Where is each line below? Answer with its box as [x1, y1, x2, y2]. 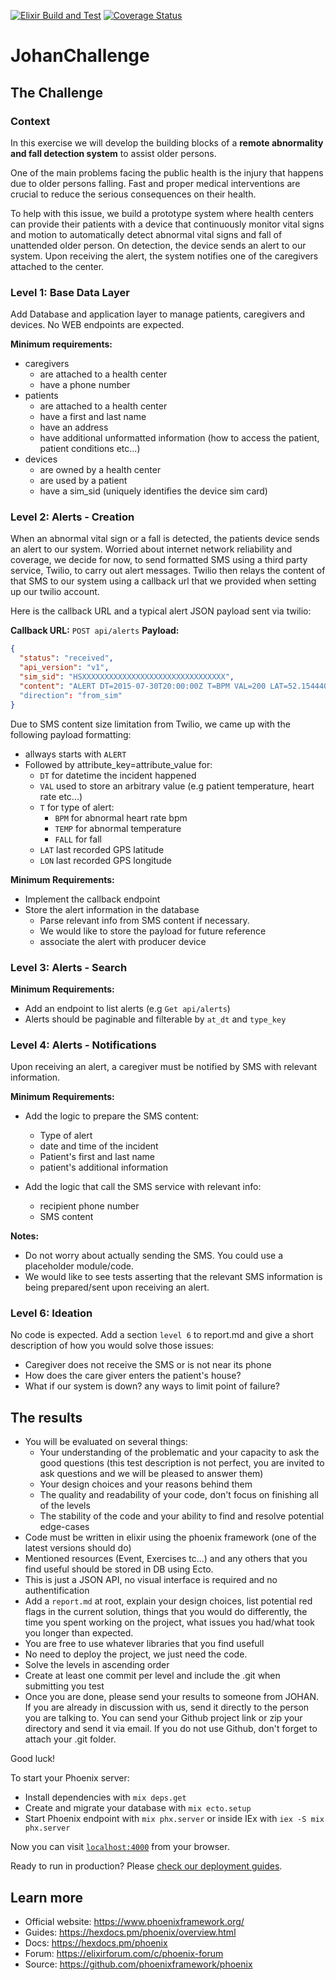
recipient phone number [39, 1200, 140, 1212]
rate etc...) [39, 790, 83, 802]
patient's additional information [39, 1161, 168, 1174]
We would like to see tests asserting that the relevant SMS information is [24, 1271, 323, 1283]
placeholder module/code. [24, 1260, 135, 1272]
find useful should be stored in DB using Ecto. [24, 1563, 214, 1575]
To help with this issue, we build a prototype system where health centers [10, 207, 314, 219]
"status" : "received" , [19, 653, 114, 664]
